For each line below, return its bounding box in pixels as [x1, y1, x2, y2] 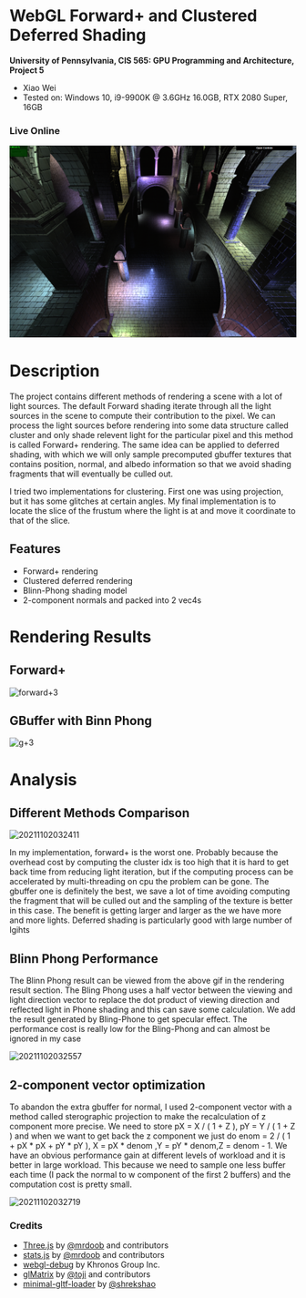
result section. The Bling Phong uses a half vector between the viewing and [9, 985, 293, 996]
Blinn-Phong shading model [22, 585, 127, 596]
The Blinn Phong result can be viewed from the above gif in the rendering [9, 976, 285, 986]
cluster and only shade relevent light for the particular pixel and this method [9, 429, 294, 440]
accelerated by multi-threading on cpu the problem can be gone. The [9, 876, 270, 887]
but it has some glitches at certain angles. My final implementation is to [9, 496, 276, 506]
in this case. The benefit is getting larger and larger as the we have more [9, 905, 282, 916]
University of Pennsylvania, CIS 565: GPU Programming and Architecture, [9, 55, 294, 66]
